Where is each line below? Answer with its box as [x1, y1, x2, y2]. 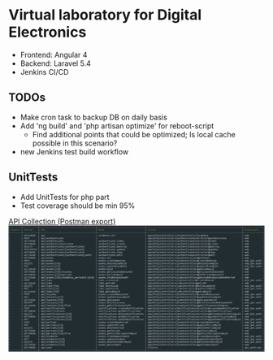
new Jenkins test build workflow [19, 146, 129, 156]
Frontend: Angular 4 [19, 50, 88, 59]
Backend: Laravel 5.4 [19, 59, 91, 68]
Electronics [8, 23, 87, 41]
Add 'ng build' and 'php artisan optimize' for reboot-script [19, 120, 214, 131]
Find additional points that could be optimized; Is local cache [32, 129, 236, 139]
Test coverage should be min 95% [19, 201, 136, 210]
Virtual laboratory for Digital [8, 6, 202, 24]
